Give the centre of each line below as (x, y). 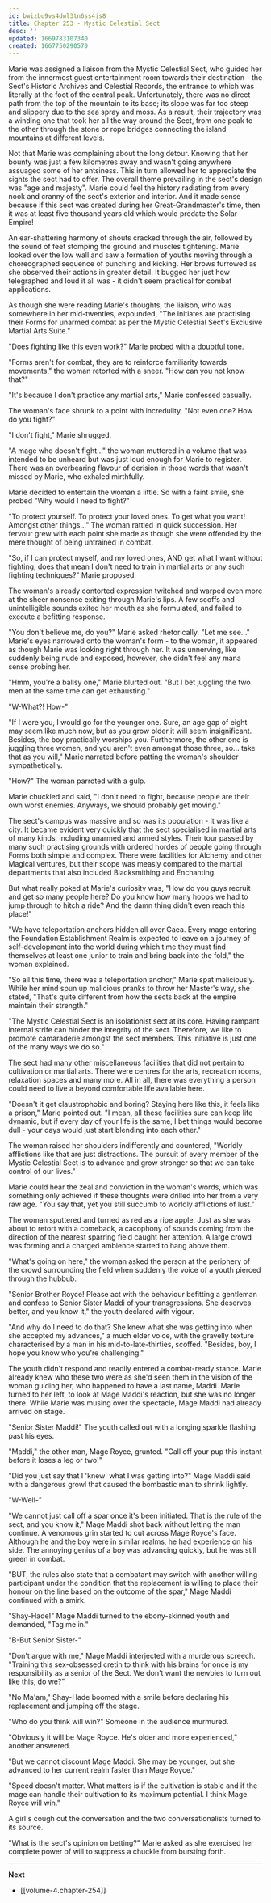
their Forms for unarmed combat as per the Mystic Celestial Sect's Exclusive (135, 322)
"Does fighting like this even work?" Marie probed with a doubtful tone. (126, 347)
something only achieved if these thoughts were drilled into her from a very (133, 1196)
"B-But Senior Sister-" (45, 1640)
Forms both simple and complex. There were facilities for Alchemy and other (135, 855)
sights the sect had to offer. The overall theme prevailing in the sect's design (135, 180)
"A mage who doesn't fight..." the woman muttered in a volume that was (128, 451)
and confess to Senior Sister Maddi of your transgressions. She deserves (130, 1303)
